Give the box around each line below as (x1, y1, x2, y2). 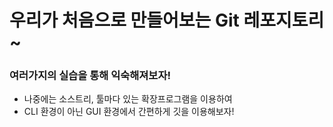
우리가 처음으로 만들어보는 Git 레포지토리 (9, 9, 325, 32)
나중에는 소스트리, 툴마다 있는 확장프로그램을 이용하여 (23, 93, 233, 105)
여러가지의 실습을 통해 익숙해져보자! (9, 69, 171, 83)
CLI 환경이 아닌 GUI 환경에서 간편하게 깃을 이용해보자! (23, 106, 235, 118)
